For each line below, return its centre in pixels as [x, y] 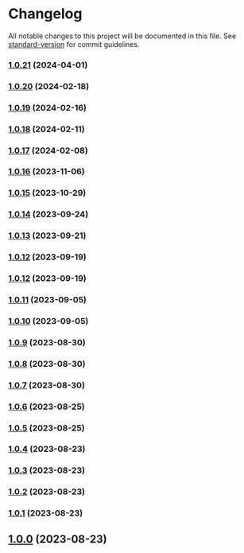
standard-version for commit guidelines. [74, 44]
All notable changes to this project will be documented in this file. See [122, 36]
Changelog [45, 14]
